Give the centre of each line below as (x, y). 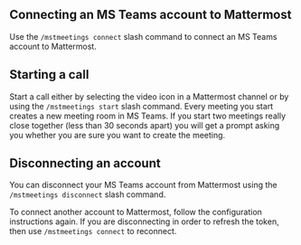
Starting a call (49, 75)
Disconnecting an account (85, 163)
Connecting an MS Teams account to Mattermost (150, 15)
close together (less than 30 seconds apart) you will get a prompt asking (145, 125)
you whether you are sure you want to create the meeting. (118, 135)
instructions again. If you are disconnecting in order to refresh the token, (144, 221)
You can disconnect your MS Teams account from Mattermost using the (143, 185)
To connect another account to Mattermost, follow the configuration (136, 212)
